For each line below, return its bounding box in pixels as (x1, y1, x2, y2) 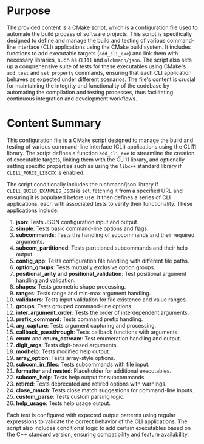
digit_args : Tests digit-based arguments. (15, 341, 118, 348)
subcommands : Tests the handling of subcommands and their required (15, 231, 195, 238)
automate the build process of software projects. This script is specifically (7, 30, 192, 37)
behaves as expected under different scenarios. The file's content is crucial (7, 76, 196, 83)
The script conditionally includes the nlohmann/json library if (7, 180, 158, 188)
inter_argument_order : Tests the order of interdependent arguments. (15, 309, 189, 316)
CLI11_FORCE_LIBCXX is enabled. (7, 169, 85, 176)
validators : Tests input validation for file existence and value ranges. (15, 296, 188, 303)
